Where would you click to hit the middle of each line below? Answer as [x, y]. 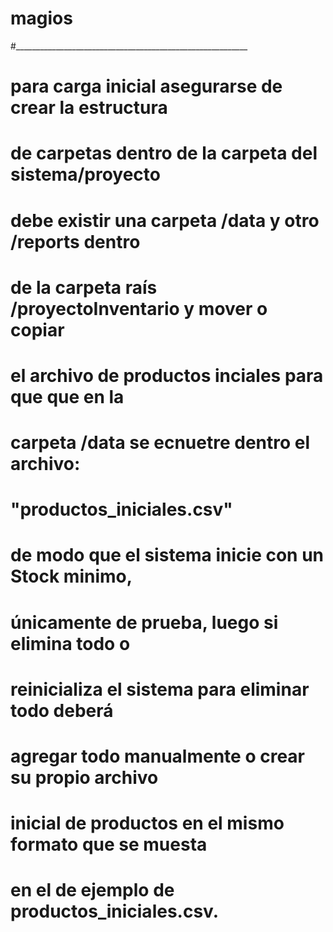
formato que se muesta [109, 844]
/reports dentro [75, 241]
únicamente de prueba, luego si [144, 622]
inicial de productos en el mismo [147, 823]
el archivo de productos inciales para [167, 375]
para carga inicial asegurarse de [146, 86]
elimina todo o [70, 643]
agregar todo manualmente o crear [158, 756]
